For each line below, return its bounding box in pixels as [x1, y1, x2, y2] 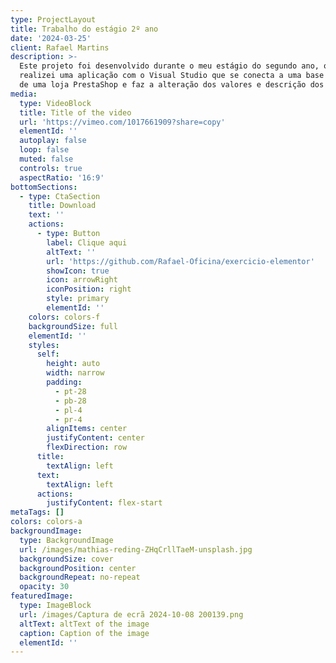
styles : [28, 340, 60, 350]
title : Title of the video [19, 107, 132, 118]
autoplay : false [19, 136, 87, 146]
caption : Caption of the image [19, 628, 150, 638]
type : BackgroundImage [19, 535, 114, 545]
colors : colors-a [10, 517, 83, 527]
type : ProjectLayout [10, 14, 97, 25]
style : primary [46, 294, 110, 304]
